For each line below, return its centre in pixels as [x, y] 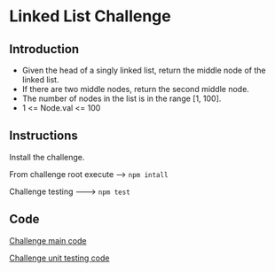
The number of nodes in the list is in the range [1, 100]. [122, 98]
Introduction [44, 49]
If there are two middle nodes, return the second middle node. [136, 89]
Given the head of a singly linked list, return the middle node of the [144, 70]
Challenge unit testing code [59, 258]
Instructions [43, 136]
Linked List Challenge [90, 16]
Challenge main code [48, 240]
